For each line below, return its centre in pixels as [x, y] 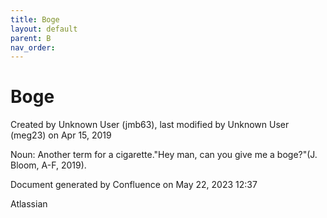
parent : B [31, 38]
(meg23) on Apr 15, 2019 [61, 135]
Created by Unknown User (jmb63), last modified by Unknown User [150, 125]
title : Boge [35, 19]
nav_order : [33, 47]
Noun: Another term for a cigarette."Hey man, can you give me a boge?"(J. [164, 155]
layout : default [44, 29]
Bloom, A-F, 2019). [48, 165]
